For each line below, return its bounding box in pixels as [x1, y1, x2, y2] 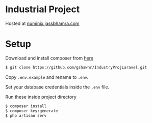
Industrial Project [5, 4, 80, 15]
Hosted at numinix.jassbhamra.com [5, 20, 80, 26]
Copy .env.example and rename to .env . [5, 74, 89, 80]
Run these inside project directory [5, 94, 77, 100]
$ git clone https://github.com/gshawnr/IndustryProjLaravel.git [5, 65, 147, 70]
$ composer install [5, 103, 47, 109]
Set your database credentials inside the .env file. [5, 84, 110, 90]
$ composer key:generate [5, 108, 58, 113]
